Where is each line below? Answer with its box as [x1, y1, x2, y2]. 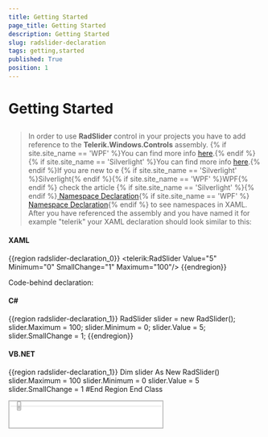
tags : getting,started [8, 47, 85, 56]
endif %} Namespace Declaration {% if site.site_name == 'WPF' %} [27, 192, 249, 201]
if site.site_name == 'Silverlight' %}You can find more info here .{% [39, 157, 261, 167]
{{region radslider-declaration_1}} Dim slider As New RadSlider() [8, 367, 220, 377]
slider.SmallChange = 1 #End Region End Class [8, 385, 163, 394]
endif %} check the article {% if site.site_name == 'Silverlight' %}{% [27, 183, 255, 192]
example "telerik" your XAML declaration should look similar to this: [27, 217, 252, 227]
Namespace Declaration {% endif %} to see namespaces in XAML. [27, 200, 248, 209]
